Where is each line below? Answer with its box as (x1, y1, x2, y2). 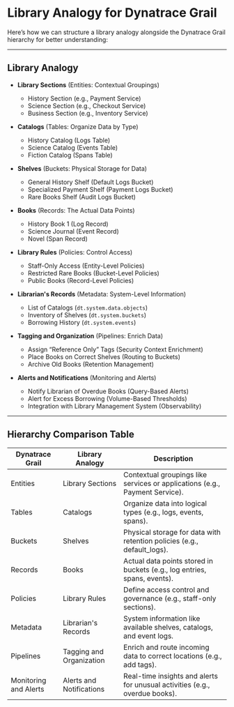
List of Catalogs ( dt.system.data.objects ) (27, 303, 148, 312)
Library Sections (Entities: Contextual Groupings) (17, 80, 160, 89)
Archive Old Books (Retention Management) (27, 360, 155, 368)
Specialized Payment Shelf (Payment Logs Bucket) (27, 185, 173, 193)
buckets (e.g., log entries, (123, 565, 207, 575)
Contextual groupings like (123, 469, 208, 479)
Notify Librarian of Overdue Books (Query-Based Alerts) (27, 387, 189, 395)
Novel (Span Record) (27, 234, 88, 243)
